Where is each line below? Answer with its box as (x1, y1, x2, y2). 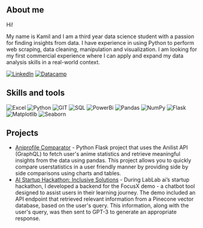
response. (15, 215, 41, 222)
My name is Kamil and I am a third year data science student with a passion (6, 33, 195, 40)
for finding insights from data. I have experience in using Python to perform (6, 39, 195, 46)
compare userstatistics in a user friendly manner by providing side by (15, 163, 189, 170)
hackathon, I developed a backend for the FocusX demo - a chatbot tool (15, 183, 195, 190)
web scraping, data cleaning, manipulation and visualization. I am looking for (6, 45, 198, 53)
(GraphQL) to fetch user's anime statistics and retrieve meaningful (15, 150, 181, 158)
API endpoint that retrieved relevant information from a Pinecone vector (15, 195, 194, 203)
